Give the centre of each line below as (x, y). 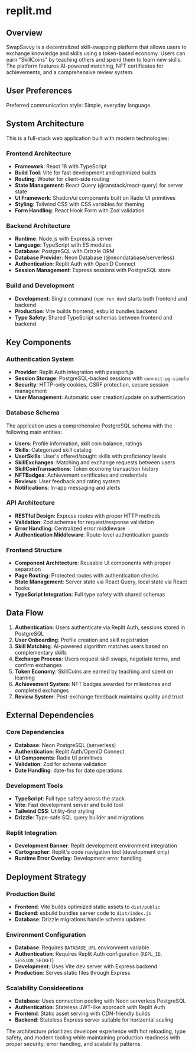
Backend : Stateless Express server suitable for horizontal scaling (94, 1020)
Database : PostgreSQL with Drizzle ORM (64, 251)
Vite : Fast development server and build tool (69, 805)
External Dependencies (50, 715)
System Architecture (45, 124)
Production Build (30, 894)
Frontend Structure (34, 550)
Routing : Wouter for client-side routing (62, 178)
